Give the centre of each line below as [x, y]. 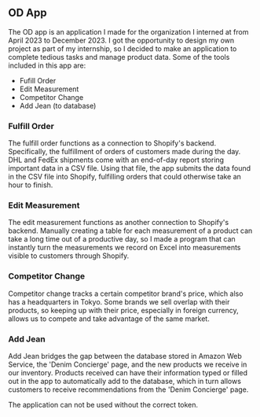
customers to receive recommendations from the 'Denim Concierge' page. [128, 389]
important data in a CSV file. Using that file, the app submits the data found [130, 168]
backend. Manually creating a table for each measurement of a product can [130, 231]
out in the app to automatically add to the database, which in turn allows [125, 381]
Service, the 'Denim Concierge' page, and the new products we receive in [128, 364]
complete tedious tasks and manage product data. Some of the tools [119, 57]
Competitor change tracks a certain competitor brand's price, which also [126, 293]
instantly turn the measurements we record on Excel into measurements [125, 248]
